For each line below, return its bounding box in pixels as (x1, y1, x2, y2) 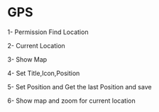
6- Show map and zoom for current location (7, 96, 136, 105)
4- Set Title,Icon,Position (7, 69, 80, 77)
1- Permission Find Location (7, 28, 89, 36)
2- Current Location (7, 41, 65, 50)
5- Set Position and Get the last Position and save (7, 82, 152, 91)
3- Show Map (7, 55, 48, 64)
